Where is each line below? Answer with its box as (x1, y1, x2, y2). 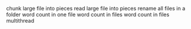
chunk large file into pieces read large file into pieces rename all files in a (6, 5, 186, 12)
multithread (6, 17, 35, 24)
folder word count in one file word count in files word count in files (6, 11, 170, 18)
